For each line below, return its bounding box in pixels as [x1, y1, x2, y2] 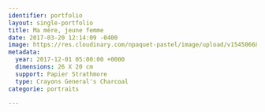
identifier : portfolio [8, 11, 83, 20]
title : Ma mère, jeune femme [8, 26, 104, 34]
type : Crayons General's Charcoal [15, 77, 129, 85]
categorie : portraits [8, 84, 80, 93]
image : [8, 41, 30, 49]
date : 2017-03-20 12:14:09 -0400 [8, 33, 118, 42]
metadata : [8, 48, 41, 56]
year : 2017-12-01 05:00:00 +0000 [15, 56, 125, 64]
